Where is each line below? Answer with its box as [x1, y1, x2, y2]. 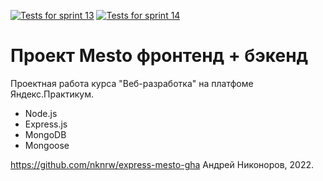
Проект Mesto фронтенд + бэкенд [10, 45, 309, 67]
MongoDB [24, 128, 67, 140]
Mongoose [24, 139, 70, 151]
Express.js [24, 118, 68, 130]
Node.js [24, 107, 58, 119]
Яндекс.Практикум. [10, 88, 94, 100]
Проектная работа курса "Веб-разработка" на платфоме [10, 77, 254, 89]
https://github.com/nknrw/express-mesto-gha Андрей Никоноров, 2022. [10, 158, 315, 170]
